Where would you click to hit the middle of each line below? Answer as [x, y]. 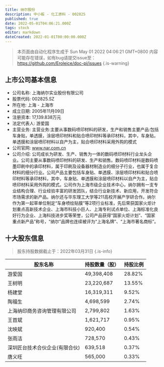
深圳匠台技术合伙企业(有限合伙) [44, 347]
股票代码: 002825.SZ [33, 99]
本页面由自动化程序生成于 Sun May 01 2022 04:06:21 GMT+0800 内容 [87, 52]
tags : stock [17, 28]
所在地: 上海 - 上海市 [33, 105]
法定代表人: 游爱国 [31, 123]
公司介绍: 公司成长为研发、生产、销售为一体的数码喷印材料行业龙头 [80, 154]
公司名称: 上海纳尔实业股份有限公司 [48, 92]
